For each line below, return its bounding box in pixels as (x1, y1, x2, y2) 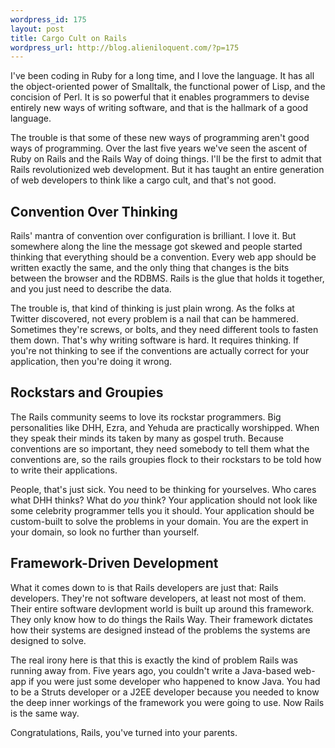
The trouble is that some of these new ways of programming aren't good (10, 132, 310, 144)
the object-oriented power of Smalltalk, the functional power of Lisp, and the (10, 81, 326, 93)
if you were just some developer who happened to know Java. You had (28, 675, 321, 687)
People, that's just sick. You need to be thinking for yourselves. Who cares (10, 483, 317, 495)
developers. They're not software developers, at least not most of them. (10, 592, 307, 604)
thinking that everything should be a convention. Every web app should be (10, 251, 317, 263)
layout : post (10, 24, 65, 34)
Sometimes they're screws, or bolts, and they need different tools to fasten (10, 324, 319, 336)
